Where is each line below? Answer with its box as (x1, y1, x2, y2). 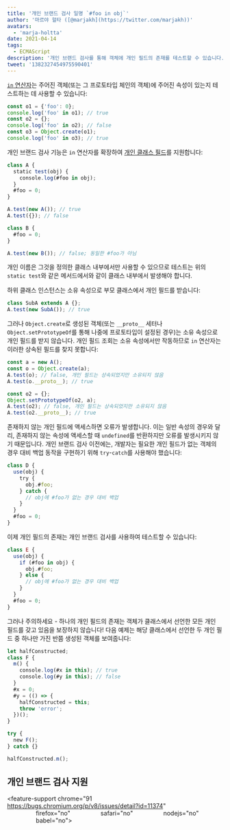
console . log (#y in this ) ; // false (19, 673, 121, 681)
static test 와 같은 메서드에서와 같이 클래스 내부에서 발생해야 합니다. (7, 271, 193, 280)
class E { (7, 546, 36, 553)
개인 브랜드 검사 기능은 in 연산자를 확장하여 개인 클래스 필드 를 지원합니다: (7, 148, 203, 156)
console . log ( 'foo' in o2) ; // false (7, 122, 112, 129)
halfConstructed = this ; (19, 698, 90, 706)
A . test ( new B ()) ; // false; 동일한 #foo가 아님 (7, 249, 137, 257)
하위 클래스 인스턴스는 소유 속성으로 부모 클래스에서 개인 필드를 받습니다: (7, 286, 201, 295)
